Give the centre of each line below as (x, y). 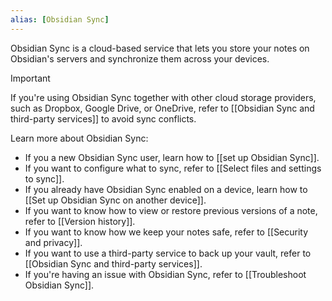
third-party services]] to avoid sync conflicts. (103, 118)
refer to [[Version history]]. (80, 221)
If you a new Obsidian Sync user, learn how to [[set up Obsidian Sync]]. (172, 157)
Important (30, 78)
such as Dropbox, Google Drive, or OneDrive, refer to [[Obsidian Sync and (162, 108)
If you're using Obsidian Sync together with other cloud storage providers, (163, 97)
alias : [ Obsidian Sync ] (60, 19)
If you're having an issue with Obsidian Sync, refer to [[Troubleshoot (165, 274)
